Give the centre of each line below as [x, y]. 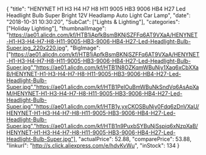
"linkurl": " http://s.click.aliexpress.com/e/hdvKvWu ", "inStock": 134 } [93, 146]
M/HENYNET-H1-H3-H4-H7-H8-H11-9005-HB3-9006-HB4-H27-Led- [94, 93]
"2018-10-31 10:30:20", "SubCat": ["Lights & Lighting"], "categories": [93, 22]
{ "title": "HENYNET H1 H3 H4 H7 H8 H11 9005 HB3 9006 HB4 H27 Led [96, 9]
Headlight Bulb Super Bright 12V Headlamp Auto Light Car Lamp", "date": [99, 15]
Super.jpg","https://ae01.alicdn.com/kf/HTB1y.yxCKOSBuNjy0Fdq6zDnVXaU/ [103, 106]
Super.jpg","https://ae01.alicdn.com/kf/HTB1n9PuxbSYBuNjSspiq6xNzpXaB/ [102, 126]
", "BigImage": [83, 48]
